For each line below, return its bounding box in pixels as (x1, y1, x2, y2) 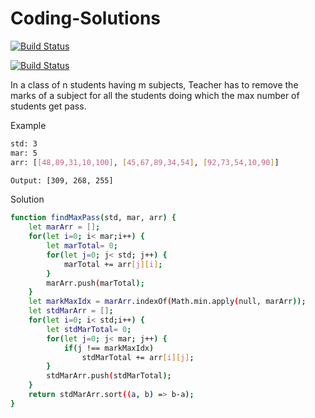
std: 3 (10, 138, 38, 149)
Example (10, 119, 47, 131)
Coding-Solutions (10, 7, 161, 30)
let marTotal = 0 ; (46, 241, 118, 251)
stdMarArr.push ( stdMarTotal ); (46, 371, 172, 381)
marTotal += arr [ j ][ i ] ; (63, 259, 163, 269)
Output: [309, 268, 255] (10, 175, 114, 186)
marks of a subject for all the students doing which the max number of (10, 89, 300, 101)
